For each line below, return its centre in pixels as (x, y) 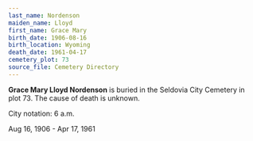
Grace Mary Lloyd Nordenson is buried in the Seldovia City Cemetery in (127, 90)
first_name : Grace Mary (48, 30)
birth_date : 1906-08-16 (48, 38)
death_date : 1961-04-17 (48, 52)
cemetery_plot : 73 (39, 60)
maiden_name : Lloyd (41, 23)
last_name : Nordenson (44, 15)
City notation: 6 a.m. (41, 113)
